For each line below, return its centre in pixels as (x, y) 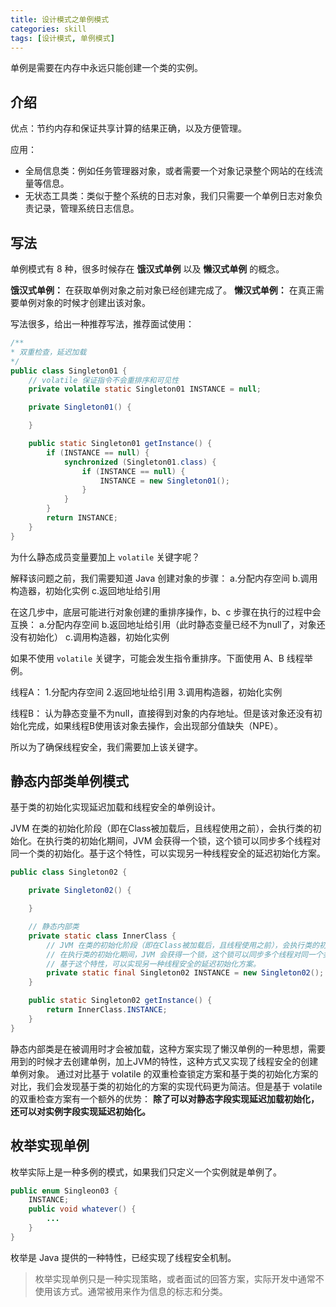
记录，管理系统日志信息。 (86, 208)
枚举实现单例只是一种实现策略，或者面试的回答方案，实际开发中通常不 (179, 1278)
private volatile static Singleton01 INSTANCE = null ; (145, 389)
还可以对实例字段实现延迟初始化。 (80, 1111)
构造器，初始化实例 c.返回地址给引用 (85, 590)
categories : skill (48, 29)
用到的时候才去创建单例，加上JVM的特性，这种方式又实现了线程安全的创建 (164, 1061)
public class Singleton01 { (69, 371)
